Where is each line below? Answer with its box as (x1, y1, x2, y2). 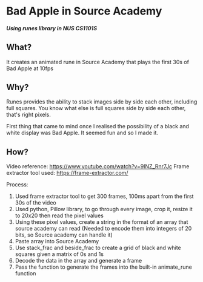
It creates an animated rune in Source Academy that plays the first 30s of (6, 58, 190, 65)
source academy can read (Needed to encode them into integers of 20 (15, 225, 192, 232)
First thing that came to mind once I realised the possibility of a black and (6, 123, 190, 130)
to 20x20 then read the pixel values (15, 212, 104, 219)
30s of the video (15, 199, 56, 206)
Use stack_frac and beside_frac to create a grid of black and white (15, 244, 181, 252)
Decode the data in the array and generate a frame (15, 257, 142, 264)
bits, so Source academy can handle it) (15, 231, 113, 238)
